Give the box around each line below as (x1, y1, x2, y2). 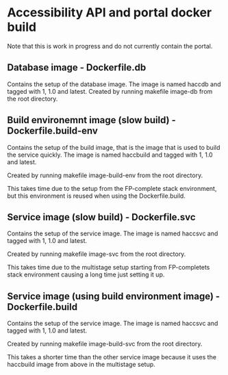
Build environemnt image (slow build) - (7, 114, 177, 126)
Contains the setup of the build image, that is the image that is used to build (7, 143, 220, 151)
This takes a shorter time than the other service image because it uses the (7, 353, 217, 361)
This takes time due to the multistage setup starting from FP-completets (7, 263, 210, 272)
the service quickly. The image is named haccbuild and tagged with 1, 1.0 (7, 151, 214, 159)
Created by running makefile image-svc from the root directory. (7, 250, 186, 258)
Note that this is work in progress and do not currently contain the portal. (7, 42, 213, 50)
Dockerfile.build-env (7, 125, 98, 137)
